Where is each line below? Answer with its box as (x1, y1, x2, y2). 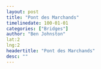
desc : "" (6, 53, 28, 59)
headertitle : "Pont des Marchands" (6, 48, 96, 54)
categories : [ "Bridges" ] (6, 25, 69, 32)
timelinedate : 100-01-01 (6, 20, 69, 26)
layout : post (6, 8, 39, 15)
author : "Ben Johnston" (6, 31, 66, 37)
